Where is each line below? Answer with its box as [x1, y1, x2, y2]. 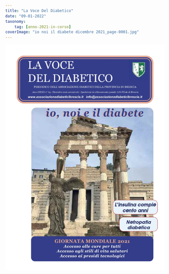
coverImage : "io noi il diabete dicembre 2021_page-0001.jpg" [5, 29, 139, 35]
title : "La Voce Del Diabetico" [5, 8, 73, 13]
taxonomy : [5, 19, 26, 24]
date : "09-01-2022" [5, 13, 47, 19]
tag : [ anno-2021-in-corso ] [14, 24, 71, 29]
